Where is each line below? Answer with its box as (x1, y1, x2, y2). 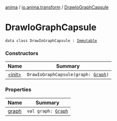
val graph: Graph (26, 108, 68, 114)
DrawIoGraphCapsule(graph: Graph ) (26, 72, 109, 77)
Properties (5, 86, 31, 93)
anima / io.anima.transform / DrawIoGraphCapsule (5, 4, 109, 10)
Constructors (5, 49, 38, 56)
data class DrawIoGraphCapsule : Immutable (5, 38, 97, 43)
